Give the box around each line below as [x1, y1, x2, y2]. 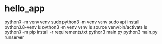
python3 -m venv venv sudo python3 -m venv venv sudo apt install [4, 19, 140, 25]
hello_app [4, 3, 45, 14]
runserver [4, 34, 24, 40]
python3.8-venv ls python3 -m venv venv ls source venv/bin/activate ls [4, 24, 147, 29]
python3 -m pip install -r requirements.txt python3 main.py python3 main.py [4, 29, 158, 35]
